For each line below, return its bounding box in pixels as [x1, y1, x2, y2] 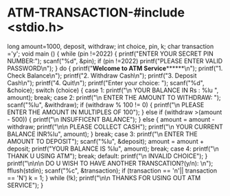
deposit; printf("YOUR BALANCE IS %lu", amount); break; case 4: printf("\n [7, 144, 220, 153]
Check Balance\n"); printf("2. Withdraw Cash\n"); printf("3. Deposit [7, 71, 197, 80]
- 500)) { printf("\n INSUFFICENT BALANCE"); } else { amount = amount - [7, 115, 215, 123]
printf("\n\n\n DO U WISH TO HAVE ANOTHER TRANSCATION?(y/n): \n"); [7, 159, 214, 167]
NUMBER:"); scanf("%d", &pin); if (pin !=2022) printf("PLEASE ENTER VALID [7, 56, 223, 65]
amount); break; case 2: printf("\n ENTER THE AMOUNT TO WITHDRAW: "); [7, 93, 221, 101]
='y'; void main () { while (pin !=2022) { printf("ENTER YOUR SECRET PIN [7, 50, 214, 58]
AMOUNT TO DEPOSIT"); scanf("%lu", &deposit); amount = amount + [7, 137, 205, 145]
